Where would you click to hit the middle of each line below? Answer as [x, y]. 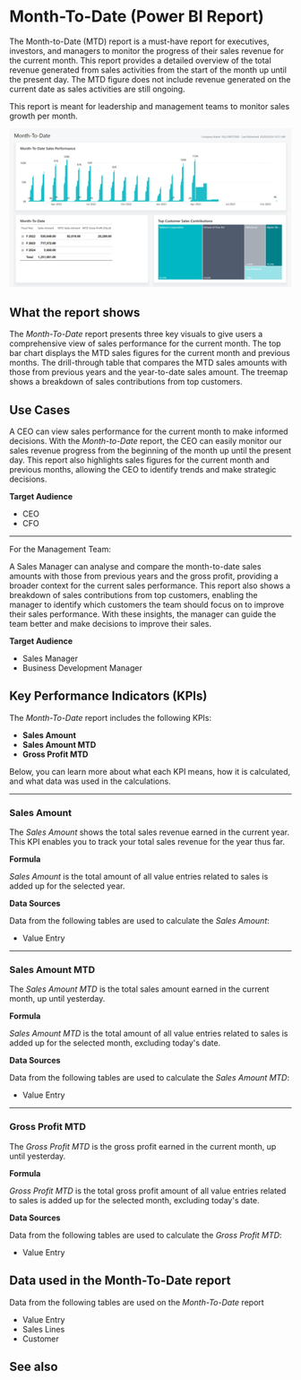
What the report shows [75, 312]
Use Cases [40, 410]
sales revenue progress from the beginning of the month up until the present [150, 451]
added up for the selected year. [67, 886]
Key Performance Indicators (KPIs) [108, 696]
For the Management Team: [60, 550]
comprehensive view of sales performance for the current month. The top [145, 343]
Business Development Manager [82, 668]
